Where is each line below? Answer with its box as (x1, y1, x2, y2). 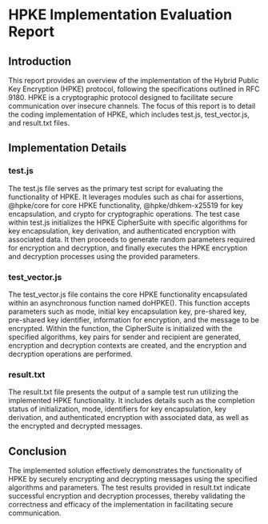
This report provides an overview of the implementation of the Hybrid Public (8, 76, 259, 85)
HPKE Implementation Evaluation (8, 6, 233, 24)
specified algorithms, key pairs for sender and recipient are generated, (8, 332, 242, 342)
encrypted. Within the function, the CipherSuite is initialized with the (8, 323, 233, 333)
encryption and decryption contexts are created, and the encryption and (8, 340, 247, 350)
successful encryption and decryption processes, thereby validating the (8, 491, 246, 501)
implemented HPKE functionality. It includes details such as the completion (8, 396, 255, 406)
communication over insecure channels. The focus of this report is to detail (8, 102, 256, 110)
